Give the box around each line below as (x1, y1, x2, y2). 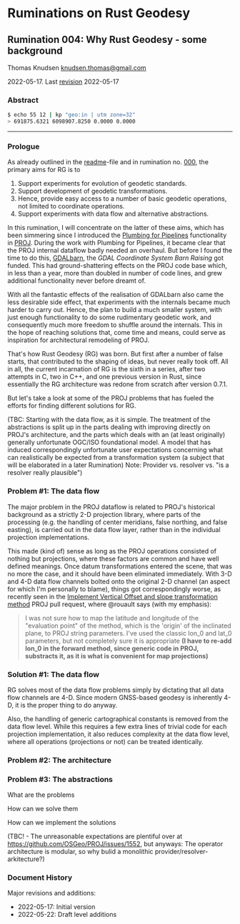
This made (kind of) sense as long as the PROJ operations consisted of (7, 546, 216, 555)
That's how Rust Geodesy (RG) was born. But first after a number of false (7, 350, 224, 358)
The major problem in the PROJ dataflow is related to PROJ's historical (7, 502, 216, 511)
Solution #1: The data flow (7, 669, 100, 679)
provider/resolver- (154, 848, 209, 856)
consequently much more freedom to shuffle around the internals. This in (7, 321, 223, 329)
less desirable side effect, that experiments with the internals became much (7, 298, 231, 306)
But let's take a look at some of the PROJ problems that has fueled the (7, 394, 214, 403)
